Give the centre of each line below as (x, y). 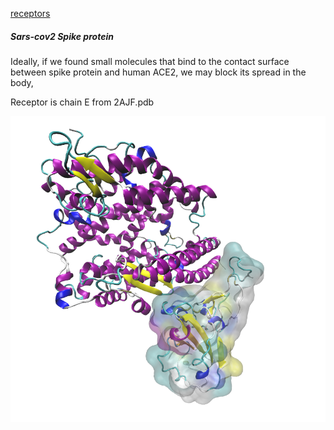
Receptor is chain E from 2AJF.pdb (82, 102)
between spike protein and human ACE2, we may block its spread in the (158, 72)
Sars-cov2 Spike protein (62, 36)
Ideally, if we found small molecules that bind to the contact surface (150, 61)
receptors (30, 13)
